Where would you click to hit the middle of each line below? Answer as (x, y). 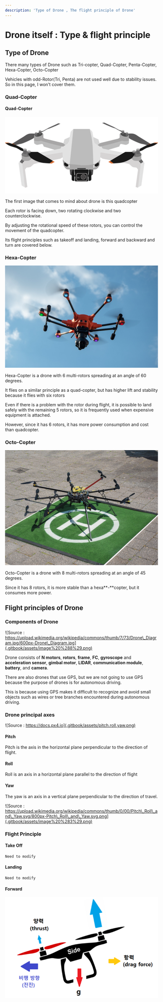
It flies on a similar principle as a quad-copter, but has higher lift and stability (81, 390)
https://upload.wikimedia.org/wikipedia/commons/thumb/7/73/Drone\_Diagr (81, 638)
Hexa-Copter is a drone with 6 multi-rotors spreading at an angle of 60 (76, 375)
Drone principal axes (30, 714)
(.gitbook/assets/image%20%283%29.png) (49, 821)
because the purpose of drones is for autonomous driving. (64, 682)
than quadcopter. (22, 429)
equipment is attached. (28, 415)
